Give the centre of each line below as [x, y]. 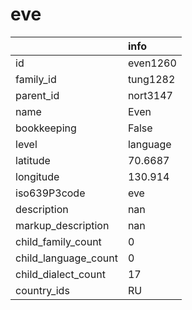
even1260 [152, 63]
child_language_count [66, 258]
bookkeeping [46, 128]
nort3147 [150, 95]
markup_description [62, 225]
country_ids [42, 290]
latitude [33, 160]
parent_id [37, 95]
